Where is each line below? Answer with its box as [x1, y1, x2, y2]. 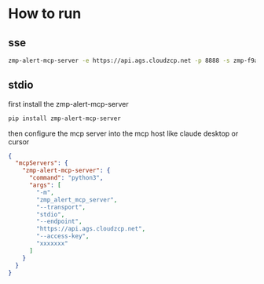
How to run [8, 5, 82, 23]
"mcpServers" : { [15, 159, 68, 167]
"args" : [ [28, 181, 61, 189]
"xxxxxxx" [36, 240, 68, 248]
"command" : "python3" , [28, 174, 104, 182]
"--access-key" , [36, 232, 90, 240]
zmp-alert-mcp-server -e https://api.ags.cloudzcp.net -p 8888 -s [8, 56, 230, 64]
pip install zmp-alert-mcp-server [8, 115, 122, 122]
